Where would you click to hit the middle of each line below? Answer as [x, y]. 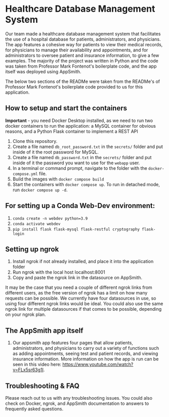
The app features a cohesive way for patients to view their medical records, [84, 44]
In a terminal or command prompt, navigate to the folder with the [80, 168]
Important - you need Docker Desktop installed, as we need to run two [79, 121]
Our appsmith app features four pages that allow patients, [73, 343]
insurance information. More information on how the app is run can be [86, 359]
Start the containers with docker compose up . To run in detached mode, [86, 184]
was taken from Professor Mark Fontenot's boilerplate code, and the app [81, 66]
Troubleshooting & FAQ [43, 386]
